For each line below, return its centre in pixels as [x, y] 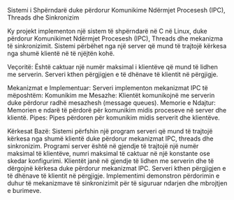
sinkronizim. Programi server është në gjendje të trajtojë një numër [103, 146]
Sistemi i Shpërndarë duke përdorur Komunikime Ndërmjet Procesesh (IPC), [116, 10]
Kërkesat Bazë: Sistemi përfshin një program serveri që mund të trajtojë [110, 131]
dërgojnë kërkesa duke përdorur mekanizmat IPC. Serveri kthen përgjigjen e [117, 168]
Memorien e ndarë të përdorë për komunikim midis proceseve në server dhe [117, 110]
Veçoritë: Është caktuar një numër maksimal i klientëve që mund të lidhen [112, 67]
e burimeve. [24, 191]
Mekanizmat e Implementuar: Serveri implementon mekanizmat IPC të [108, 88]
